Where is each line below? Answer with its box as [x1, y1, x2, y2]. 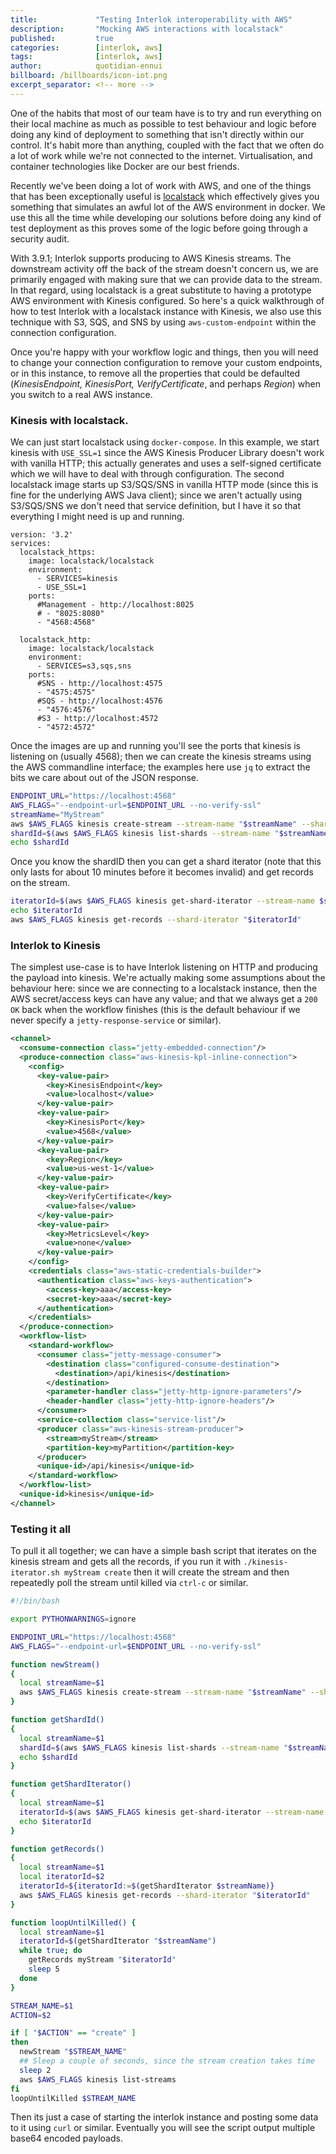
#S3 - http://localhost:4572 [36, 714, 159, 724]
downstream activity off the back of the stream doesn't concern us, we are [10, 262, 319, 275]
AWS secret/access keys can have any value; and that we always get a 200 [10, 993, 318, 1005]
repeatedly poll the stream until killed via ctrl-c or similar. [10, 1577, 249, 1589]
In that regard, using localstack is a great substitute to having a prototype [10, 284, 312, 296]
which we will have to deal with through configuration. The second [10, 468, 285, 480]
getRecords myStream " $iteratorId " [28, 1955, 177, 1965]
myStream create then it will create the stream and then [63, 1566, 290, 1578]
